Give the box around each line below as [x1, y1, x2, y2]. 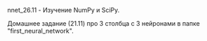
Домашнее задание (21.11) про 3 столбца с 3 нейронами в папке [7, 19, 200, 27]
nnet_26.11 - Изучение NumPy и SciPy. [7, 6, 120, 14]
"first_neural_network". [7, 27, 74, 35]
